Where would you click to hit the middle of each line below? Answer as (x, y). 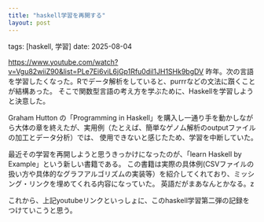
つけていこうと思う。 (42, 210)
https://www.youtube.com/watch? (63, 62)
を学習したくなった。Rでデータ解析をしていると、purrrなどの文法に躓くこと (132, 81)
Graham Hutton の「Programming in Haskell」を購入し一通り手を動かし (124, 117)
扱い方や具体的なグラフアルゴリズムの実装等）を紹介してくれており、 (121, 173)
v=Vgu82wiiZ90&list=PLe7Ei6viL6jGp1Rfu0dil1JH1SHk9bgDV (106, 71)
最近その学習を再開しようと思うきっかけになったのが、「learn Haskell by (125, 154)
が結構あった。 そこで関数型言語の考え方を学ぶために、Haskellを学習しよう (131, 91)
